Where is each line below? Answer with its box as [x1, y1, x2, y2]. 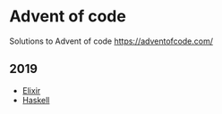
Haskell [21, 94, 50, 105]
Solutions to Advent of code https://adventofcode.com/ [9, 36, 213, 46]
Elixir [21, 85, 41, 95]
